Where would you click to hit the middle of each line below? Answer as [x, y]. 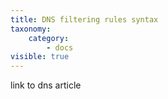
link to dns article [46, 85]
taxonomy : [31, 29]
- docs [60, 47]
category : [49, 38]
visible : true [40, 57]
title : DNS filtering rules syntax [84, 19]
